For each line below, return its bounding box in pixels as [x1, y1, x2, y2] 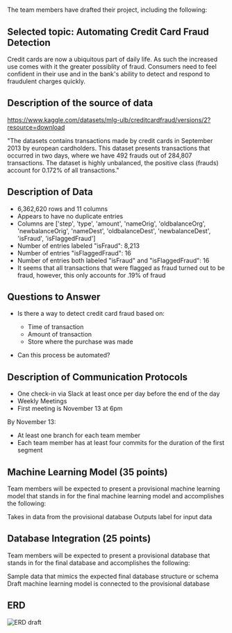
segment [17, 446, 43, 455]
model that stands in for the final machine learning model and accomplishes [7, 492, 224, 500]
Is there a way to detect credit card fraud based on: [17, 310, 165, 318]
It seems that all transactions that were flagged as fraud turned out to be [17, 263, 225, 272]
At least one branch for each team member [17, 431, 141, 439]
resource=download [7, 123, 65, 131]
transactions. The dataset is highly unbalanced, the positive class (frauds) [7, 158, 219, 167]
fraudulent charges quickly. [7, 77, 85, 85]
